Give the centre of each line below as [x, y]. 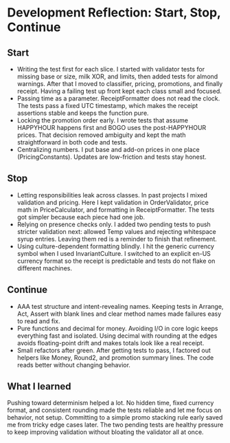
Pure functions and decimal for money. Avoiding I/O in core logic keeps [117, 328]
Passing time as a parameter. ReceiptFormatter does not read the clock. [118, 98]
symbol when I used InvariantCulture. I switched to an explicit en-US [114, 253]
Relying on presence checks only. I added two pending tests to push [114, 224]
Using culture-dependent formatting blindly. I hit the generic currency [116, 246]
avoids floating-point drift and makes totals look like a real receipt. [111, 343]
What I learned [39, 387]
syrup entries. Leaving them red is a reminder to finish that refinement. [117, 239]
